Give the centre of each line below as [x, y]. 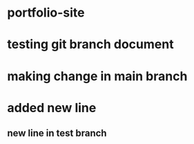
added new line [52, 108]
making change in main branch [97, 76]
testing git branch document [90, 45]
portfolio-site [46, 13]
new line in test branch [57, 133]
